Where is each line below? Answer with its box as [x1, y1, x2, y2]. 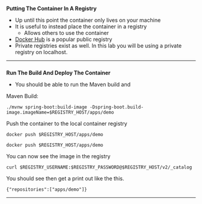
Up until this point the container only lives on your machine [14, 16, 161, 23]
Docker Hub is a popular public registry [14, 36, 112, 43]
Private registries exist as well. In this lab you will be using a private [14, 42, 182, 49]
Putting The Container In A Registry [6, 5, 97, 12]
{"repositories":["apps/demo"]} [6, 186, 87, 193]
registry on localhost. [14, 48, 68, 55]
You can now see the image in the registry [6, 152, 111, 159]
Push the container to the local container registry [6, 120, 127, 127]
